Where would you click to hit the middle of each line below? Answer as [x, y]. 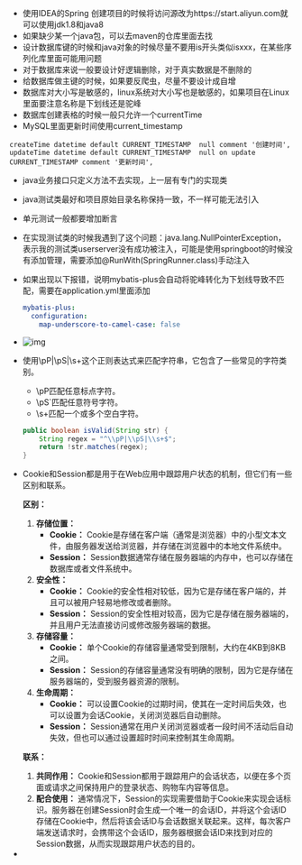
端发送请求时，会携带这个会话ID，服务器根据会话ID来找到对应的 [154, 833]
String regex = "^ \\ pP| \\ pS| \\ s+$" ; [108, 439]
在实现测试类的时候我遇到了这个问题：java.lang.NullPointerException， [154, 238]
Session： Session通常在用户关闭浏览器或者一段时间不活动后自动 [171, 727]
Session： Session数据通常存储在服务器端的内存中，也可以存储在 [171, 557]
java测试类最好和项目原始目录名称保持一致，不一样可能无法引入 [141, 199]
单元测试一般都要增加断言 [70, 218]
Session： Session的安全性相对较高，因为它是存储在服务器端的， [171, 614]
